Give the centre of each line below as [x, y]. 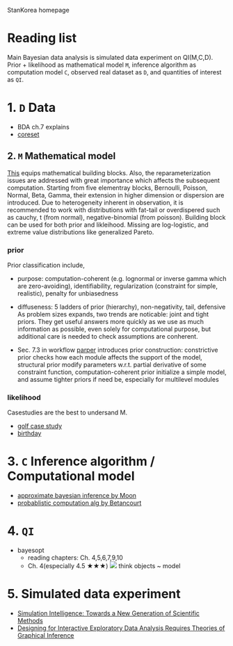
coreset [28, 134]
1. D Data [32, 108]
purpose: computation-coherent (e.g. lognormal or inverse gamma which [122, 278]
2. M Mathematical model [62, 156]
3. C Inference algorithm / [81, 461]
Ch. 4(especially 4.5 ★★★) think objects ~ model [104, 566]
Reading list [42, 38]
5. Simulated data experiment [94, 594]
